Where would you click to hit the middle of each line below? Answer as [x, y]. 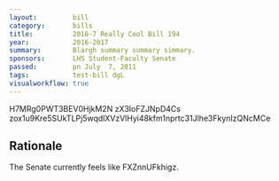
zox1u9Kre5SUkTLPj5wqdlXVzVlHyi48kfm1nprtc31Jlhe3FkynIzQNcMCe [140, 118]
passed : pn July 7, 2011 [73, 67]
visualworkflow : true [49, 83]
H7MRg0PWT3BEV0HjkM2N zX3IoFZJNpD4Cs [95, 108]
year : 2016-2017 [59, 42]
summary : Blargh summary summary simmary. [103, 51]
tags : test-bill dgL [67, 75]
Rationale [36, 146]
